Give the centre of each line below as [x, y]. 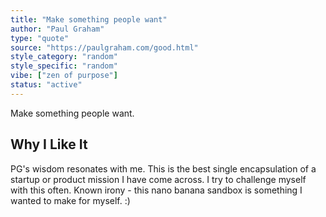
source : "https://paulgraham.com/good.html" [104, 47]
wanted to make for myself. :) [70, 200]
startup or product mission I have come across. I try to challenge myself [158, 179]
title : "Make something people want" [89, 19]
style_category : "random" [64, 57]
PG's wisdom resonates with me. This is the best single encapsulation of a [163, 168]
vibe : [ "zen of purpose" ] [64, 76]
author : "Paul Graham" [57, 29]
